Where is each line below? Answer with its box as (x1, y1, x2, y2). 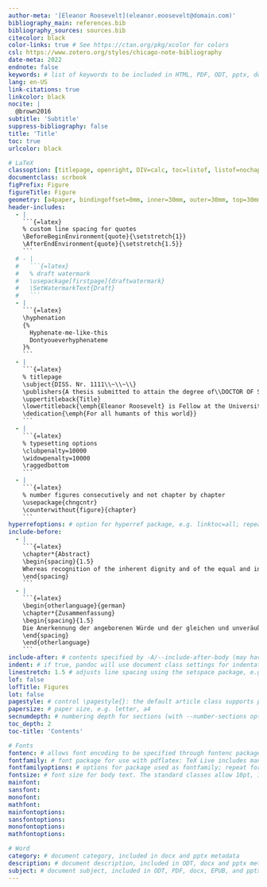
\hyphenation (22, 314, 66, 322)
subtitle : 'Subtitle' (8, 115, 80, 123)
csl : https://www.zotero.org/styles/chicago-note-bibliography (8, 48, 222, 56)
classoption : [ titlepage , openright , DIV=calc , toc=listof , (8, 166, 212, 175)
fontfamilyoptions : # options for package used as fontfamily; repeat (8, 764, 247, 772)
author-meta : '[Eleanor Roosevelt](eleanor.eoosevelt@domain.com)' (8, 11, 237, 20)
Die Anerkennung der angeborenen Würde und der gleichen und (22, 624, 229, 632)
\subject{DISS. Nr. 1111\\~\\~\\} (22, 380, 137, 388)
